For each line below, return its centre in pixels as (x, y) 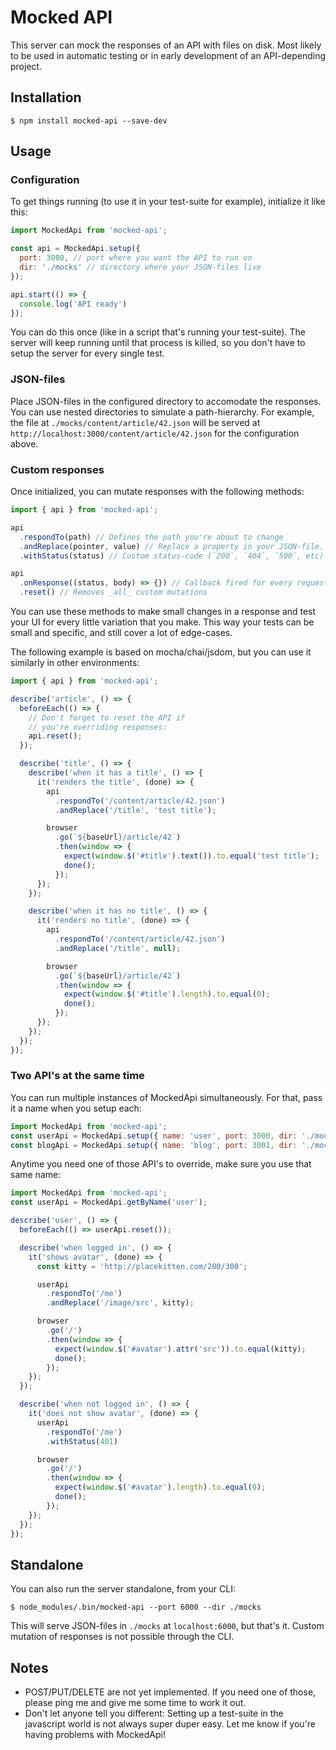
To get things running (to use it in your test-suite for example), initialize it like (168, 202)
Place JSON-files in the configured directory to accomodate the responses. (166, 401)
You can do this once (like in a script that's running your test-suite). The (158, 332)
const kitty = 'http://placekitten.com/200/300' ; (142, 1266)
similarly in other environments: (75, 663)
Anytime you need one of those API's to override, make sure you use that (161, 1164)
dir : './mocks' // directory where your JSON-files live (140, 267)
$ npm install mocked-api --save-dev (89, 121)
